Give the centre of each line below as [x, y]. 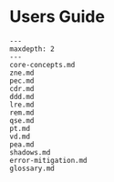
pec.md [22, 81]
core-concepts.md [42, 65]
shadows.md [30, 152]
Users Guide [57, 17]
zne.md [22, 73]
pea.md [22, 144]
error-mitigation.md [49, 160]
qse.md [22, 120]
